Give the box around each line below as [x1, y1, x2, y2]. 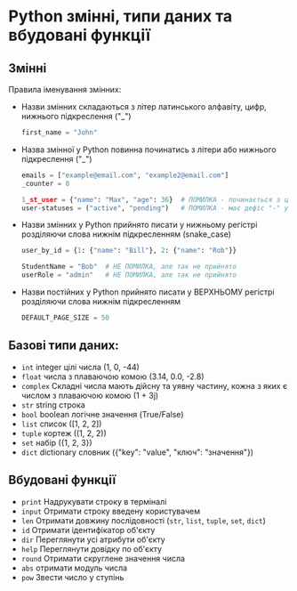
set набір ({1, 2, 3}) [20, 437, 92, 448]
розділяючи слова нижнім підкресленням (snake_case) [20, 229, 232, 239]
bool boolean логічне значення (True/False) [20, 409, 184, 419]
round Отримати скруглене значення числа [20, 553, 186, 563]
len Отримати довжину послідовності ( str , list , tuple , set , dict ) [20, 514, 266, 526]
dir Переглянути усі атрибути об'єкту [20, 534, 165, 545]
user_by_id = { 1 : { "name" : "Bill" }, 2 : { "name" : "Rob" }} [20, 247, 237, 255]
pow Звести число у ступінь [20, 571, 124, 582]
